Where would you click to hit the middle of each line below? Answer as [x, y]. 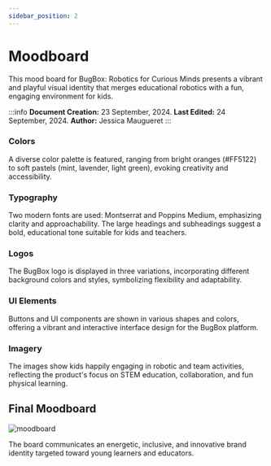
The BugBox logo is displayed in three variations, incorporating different [129, 271]
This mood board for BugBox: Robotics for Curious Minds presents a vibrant [135, 79]
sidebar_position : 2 [44, 16]
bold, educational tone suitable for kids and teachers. [98, 233]
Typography [33, 198]
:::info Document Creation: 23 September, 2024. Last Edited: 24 [117, 111]
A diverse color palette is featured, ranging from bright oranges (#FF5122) [133, 159]
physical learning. [38, 384]
